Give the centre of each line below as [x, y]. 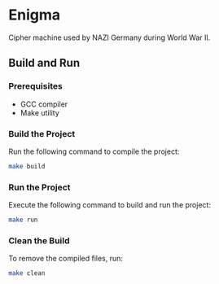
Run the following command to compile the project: [94, 151]
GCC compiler [44, 104]
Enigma [35, 15]
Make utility [39, 112]
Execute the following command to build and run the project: [110, 205]
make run [23, 220]
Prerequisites [35, 86]
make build [27, 166]
